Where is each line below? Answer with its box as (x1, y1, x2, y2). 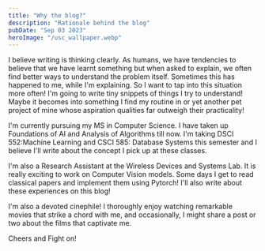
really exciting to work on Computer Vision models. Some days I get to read (8, 170, 255, 179)
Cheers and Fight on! (8, 234, 77, 243)
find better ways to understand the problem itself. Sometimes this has (8, 72, 235, 81)
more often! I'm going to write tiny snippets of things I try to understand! (8, 88, 244, 99)
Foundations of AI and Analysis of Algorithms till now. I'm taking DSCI (8, 129, 234, 139)
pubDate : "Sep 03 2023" (8, 26, 87, 34)
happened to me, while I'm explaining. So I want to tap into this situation (8, 81, 243, 90)
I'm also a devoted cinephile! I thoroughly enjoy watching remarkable (8, 202, 233, 212)
